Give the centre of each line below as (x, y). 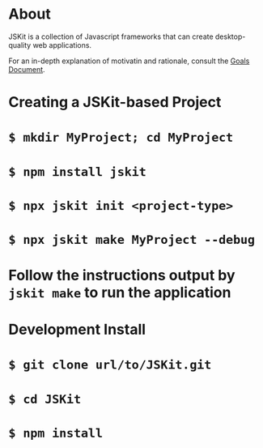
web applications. (62, 45)
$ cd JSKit (45, 399)
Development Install (77, 330)
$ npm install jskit (78, 171)
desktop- (230, 36)
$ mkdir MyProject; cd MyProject (121, 138)
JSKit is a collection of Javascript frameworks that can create (111, 36)
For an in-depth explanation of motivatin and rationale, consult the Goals (129, 61)
